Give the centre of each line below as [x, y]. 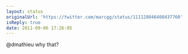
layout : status [25, 11]
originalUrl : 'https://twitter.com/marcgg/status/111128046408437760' [95, 17]
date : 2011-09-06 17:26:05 [39, 28]
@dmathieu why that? [32, 45]
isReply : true [24, 22]
